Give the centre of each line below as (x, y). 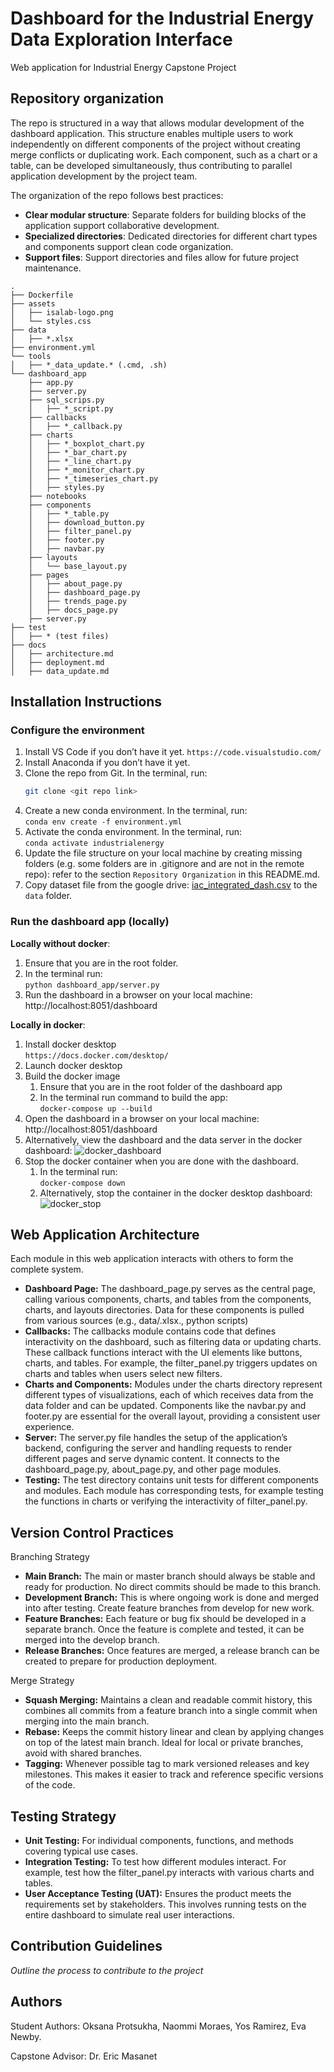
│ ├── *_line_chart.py (80, 461)
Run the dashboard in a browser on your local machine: (138, 994)
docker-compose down (82, 1183)
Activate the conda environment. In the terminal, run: (133, 832)
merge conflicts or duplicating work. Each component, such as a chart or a (164, 154)
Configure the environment (77, 730)
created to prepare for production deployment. (121, 1661)
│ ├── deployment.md (57, 662)
